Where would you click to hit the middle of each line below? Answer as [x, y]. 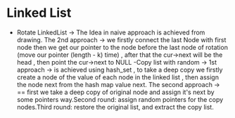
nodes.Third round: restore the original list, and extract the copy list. [115, 107]
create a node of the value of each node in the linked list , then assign [118, 77]
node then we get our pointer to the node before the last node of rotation [122, 47]
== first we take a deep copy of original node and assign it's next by [116, 92]
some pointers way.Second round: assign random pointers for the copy [120, 99]
